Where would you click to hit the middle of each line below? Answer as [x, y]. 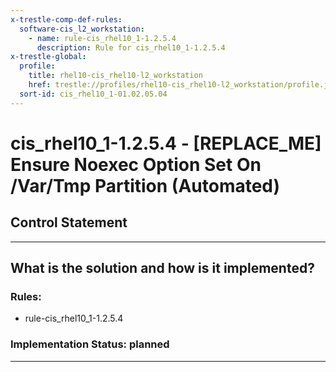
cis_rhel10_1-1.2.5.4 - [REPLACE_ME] [166, 143]
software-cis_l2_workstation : [82, 29]
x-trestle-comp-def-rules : [66, 19]
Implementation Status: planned [90, 344]
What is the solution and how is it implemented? [162, 268]
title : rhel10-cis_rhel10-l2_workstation [115, 76]
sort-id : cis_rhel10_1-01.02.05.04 [93, 94]
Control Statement [69, 222]
